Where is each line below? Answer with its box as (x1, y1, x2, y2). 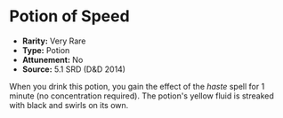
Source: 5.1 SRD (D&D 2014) (21, 64, 126, 75)
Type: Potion (21, 44, 70, 55)
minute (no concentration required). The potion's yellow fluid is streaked (9, 90, 274, 101)
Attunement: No (21, 54, 84, 65)
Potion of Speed (9, 6, 131, 27)
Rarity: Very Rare (21, 35, 86, 46)
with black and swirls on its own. (9, 99, 129, 110)
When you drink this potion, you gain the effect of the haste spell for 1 (9, 81, 265, 91)
